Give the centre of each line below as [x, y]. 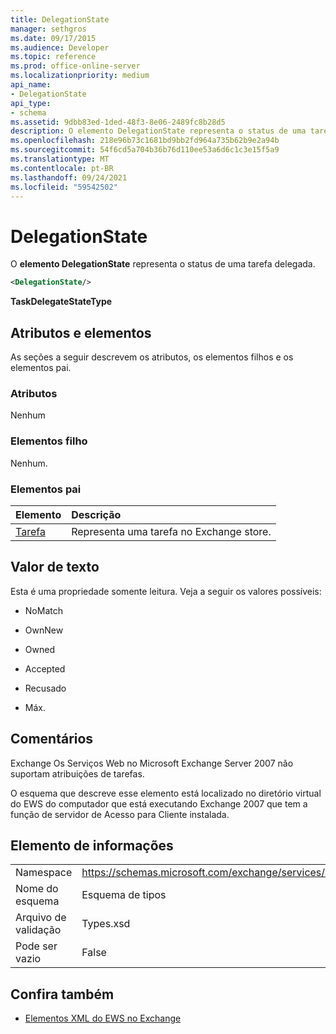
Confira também [62, 994]
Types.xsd [106, 924]
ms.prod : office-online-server [75, 66]
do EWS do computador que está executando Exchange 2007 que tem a [159, 803]
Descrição [96, 514]
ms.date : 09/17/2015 [53, 38]
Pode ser [36, 946]
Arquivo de [41, 918]
